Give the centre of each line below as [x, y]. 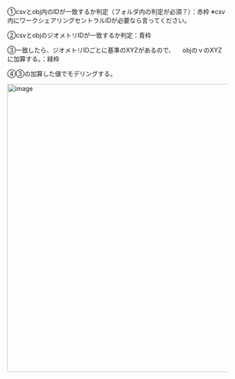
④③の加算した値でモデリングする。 [62, 74]
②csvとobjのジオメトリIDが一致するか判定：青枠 [79, 35]
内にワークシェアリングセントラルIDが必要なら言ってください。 [99, 20]
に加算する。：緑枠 [33, 59]
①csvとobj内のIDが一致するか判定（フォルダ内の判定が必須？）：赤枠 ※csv [116, 12]
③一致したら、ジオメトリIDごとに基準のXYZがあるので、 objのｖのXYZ [115, 50]
